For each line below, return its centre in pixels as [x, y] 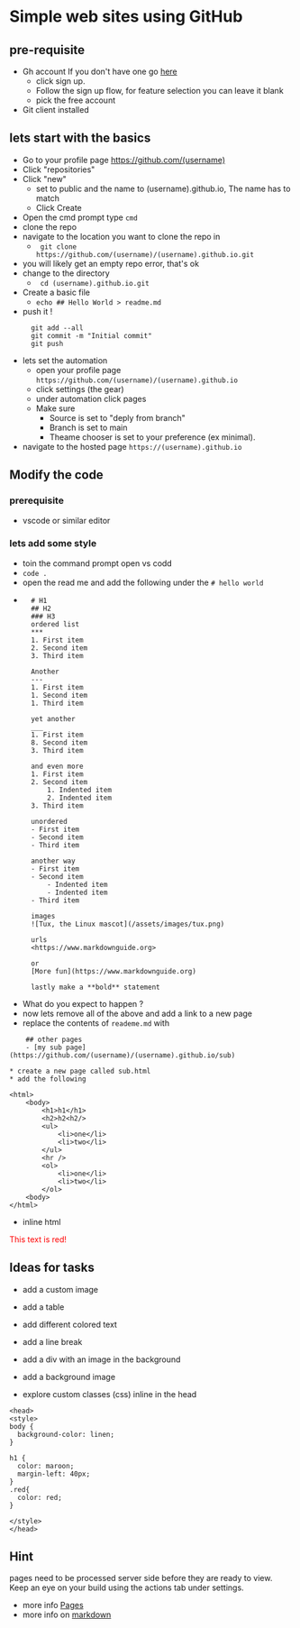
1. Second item [59, 695]
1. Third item [57, 703]
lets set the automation [65, 360]
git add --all [57, 328]
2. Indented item [79, 798]
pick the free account [75, 100]
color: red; [40, 1497]
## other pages [54, 1039]
